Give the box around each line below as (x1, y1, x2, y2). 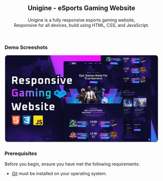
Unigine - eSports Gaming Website (27, 4, 136, 12)
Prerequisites (4, 150, 37, 157)
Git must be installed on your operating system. (11, 171, 107, 177)
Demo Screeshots (4, 44, 48, 50)
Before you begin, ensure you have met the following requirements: (4, 161, 140, 167)
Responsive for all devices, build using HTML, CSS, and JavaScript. (14, 22, 149, 28)
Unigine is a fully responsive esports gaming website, (28, 17, 135, 23)
